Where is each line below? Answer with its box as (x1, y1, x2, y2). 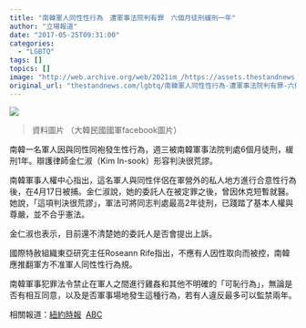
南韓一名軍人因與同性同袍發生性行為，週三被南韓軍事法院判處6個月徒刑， (9, 143, 286, 155)
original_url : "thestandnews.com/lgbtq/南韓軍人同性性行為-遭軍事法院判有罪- (9, 81, 289, 90)
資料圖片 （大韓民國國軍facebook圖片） (31, 124, 182, 135)
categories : (9, 38, 55, 48)
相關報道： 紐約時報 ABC (9, 309, 103, 320)
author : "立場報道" (9, 22, 78, 31)
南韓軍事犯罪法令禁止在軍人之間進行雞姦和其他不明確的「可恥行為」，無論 (9, 278, 285, 289)
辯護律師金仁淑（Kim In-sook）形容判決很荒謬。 (36, 155, 219, 166)
